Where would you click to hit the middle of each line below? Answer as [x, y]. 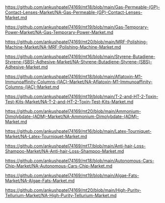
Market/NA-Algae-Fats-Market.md [40, 181]
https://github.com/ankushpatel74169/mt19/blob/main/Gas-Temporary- [77, 27]
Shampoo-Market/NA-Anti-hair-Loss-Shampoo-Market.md [65, 151]
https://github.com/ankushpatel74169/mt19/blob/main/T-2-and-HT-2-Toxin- [82, 96]
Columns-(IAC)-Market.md [32, 87]
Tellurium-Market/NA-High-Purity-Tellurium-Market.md [61, 195]
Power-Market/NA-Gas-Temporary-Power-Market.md [59, 32]
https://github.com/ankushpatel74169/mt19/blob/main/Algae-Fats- [72, 175]
